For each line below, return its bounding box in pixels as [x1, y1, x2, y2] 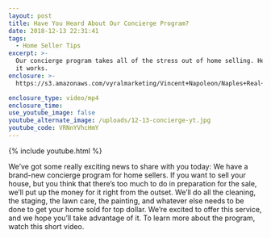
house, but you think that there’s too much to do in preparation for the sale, [8, 178, 257, 188]
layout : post [8, 11, 52, 20]
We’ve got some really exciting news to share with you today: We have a [8, 161, 248, 171]
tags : [8, 34, 27, 43]
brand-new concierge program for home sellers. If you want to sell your [8, 170, 246, 180]
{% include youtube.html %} [8, 146, 102, 156]
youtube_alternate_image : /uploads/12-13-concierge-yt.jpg [8, 116, 211, 125]
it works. [15, 65, 48, 73]
